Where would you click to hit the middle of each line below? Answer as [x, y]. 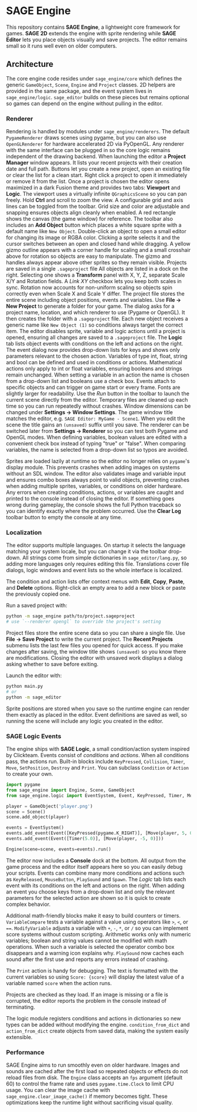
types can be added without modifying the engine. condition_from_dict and [98, 1024]
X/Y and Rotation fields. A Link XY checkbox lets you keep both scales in [94, 281]
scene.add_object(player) [38, 817]
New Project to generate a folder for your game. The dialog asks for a [90, 306]
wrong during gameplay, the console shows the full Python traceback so [94, 505]
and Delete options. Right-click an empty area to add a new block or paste [96, 588]
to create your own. [30, 774]
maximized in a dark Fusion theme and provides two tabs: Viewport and [93, 188]
